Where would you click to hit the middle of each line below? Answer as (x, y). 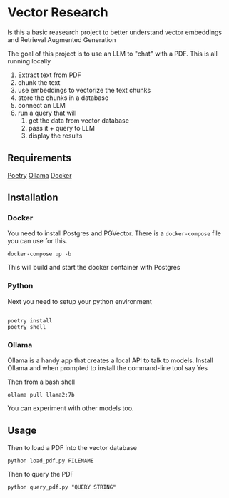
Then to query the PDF (41, 474)
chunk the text (39, 82)
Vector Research (58, 12)
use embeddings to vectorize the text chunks (84, 90)
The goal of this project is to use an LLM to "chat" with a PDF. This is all (112, 54)
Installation (33, 198)
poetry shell (27, 327)
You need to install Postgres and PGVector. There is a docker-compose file (114, 233)
